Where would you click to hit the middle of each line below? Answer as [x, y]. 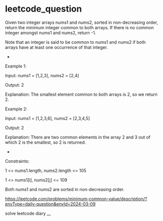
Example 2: [16, 109]
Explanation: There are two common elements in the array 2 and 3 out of [78, 137]
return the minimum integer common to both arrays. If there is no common [80, 27]
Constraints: [17, 161]
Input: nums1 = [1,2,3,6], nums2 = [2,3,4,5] [47, 118]
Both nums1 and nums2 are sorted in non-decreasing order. [65, 189]
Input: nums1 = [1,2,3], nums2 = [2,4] [42, 75]
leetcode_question [44, 9]
